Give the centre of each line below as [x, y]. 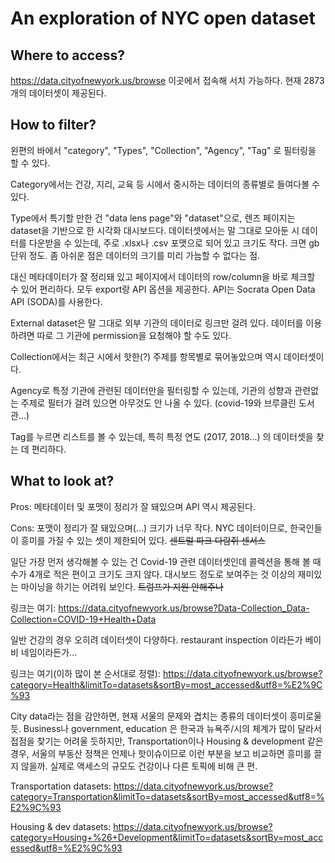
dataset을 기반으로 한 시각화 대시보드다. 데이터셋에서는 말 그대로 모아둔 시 [155, 230]
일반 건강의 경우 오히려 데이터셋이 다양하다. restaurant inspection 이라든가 [156, 639]
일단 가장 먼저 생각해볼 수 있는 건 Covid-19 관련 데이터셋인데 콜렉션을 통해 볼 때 [166, 561]
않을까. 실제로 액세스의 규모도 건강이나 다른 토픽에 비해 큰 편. [139, 766]
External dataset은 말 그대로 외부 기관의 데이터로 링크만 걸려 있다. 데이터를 [157, 323]
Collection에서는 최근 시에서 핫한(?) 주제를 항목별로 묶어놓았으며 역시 [146, 356]
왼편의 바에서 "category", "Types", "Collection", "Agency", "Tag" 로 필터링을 [163, 150]
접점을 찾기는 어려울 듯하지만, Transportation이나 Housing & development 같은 [167, 741]
